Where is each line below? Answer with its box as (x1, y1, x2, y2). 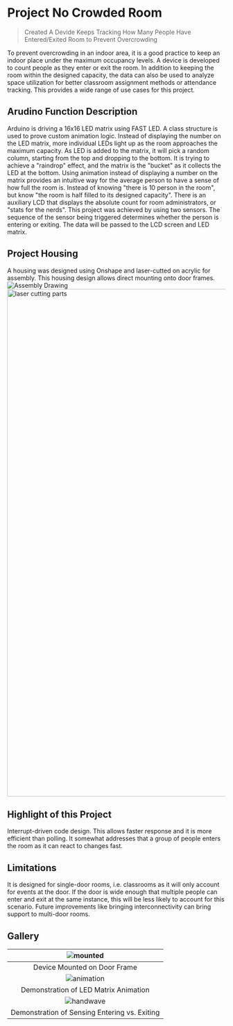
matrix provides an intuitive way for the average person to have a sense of (7, 176, 220, 184)
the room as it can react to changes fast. (7, 842, 123, 850)
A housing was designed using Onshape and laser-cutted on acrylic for (7, 266, 211, 275)
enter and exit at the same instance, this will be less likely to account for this (7, 895, 225, 904)
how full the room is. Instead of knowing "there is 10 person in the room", (7, 183, 216, 192)
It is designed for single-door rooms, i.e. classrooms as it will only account (7, 881, 220, 889)
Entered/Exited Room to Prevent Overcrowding (24, 35, 158, 43)
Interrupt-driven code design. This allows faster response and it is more (7, 827, 212, 836)
